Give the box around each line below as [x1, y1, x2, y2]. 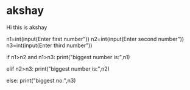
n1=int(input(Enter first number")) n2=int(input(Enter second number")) [6, 35, 185, 42]
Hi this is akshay [6, 24, 47, 31]
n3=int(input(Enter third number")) [6, 42, 93, 49]
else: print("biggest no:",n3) [6, 77, 76, 84]
